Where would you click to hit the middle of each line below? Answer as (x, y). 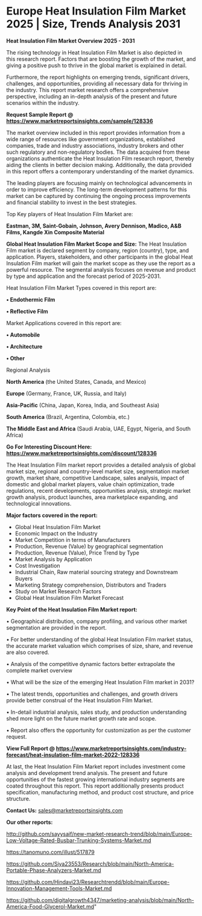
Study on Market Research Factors (58, 591)
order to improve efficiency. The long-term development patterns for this (96, 189)
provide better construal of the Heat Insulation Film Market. (80, 700)
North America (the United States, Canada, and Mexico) (76, 381)
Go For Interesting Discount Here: (49, 447)
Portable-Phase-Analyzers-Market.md (54, 870)
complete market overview (39, 670)
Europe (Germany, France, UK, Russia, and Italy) (66, 393)
